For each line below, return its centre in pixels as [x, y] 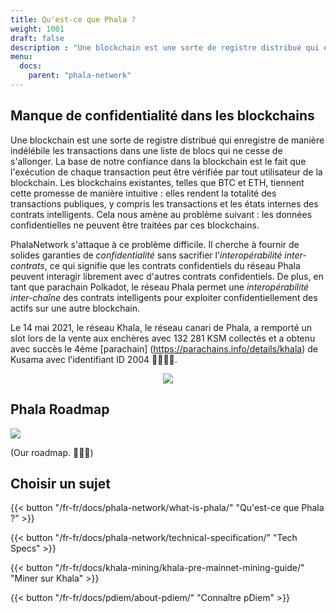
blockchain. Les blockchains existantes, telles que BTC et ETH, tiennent [157, 182]
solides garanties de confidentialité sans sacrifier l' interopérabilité [146, 255]
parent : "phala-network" [80, 76]
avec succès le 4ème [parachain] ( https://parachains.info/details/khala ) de [164, 348]
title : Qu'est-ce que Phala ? [73, 19]
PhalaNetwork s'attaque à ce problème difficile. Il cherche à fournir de [155, 244]
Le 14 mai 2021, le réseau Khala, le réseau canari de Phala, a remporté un [161, 327]
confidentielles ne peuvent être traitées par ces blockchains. [135, 225]
